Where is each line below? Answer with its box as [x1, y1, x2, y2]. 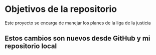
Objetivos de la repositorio [5, 3, 117, 15]
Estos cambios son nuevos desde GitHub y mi [5, 34, 150, 43]
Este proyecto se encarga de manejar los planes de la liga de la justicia [5, 20, 151, 26]
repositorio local [5, 42, 57, 51]
